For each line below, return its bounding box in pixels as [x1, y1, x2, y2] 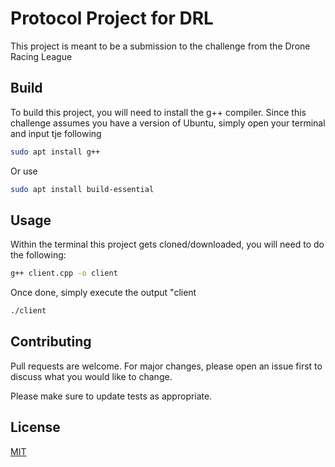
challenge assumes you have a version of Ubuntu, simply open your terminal [10, 117, 326, 129]
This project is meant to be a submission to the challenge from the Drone [10, 40, 311, 52]
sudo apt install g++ [10, 147, 101, 157]
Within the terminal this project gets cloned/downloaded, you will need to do [10, 238, 325, 251]
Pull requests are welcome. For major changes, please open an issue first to [10, 360, 323, 372]
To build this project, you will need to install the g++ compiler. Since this [10, 106, 307, 118]
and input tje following [10, 127, 102, 139]
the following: [10, 249, 67, 261]
